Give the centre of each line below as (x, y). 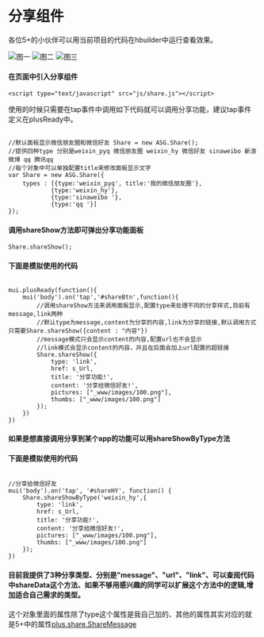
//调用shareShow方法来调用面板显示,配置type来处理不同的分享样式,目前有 (144, 305)
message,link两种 (36, 314)
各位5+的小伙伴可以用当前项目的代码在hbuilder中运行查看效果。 (113, 40)
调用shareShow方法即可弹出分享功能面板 (76, 230)
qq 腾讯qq (38, 160)
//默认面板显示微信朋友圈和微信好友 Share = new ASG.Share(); (103, 143)
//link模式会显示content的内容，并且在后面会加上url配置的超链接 (133, 347)
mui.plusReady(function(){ (53, 290)
